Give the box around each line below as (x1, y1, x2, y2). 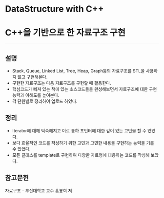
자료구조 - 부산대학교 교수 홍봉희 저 (5, 187, 72, 193)
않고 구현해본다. (17, 74, 48, 80)
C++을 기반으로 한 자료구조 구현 (5, 27, 126, 38)
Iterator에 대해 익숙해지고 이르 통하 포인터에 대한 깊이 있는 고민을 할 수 (12, 127, 146, 133)
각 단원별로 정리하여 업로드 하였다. (12, 98, 78, 104)
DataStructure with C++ (5, 3, 104, 15)
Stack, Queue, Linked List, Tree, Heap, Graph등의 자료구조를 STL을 (12, 68, 145, 73)
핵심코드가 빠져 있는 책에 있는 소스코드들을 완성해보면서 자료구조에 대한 (12, 86, 148, 92)
